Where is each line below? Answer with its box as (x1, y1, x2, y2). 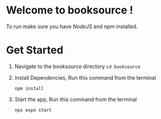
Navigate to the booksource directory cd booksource (14, 63, 141, 70)
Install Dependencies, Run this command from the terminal (14, 74, 156, 81)
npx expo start (14, 107, 52, 113)
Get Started (6, 43, 63, 57)
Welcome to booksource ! (6, 4, 133, 17)
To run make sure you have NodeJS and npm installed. (6, 23, 138, 30)
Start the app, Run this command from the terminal (14, 96, 137, 103)
